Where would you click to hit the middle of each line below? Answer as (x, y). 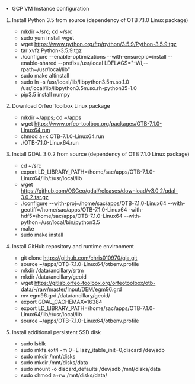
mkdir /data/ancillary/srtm (52, 270)
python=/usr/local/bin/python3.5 (60, 222)
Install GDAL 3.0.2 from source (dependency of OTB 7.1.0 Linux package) (100, 154)
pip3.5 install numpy (45, 95)
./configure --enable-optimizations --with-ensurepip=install (94, 57)
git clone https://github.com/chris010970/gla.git (79, 258)
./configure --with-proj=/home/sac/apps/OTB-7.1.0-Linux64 (93, 203)
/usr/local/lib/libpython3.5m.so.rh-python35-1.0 (79, 88)
